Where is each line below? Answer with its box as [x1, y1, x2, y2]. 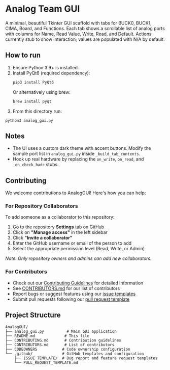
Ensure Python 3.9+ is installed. [12, 64, 79, 70]
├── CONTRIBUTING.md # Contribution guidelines [5, 337, 122, 343]
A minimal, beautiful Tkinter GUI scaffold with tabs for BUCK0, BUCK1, [5, 20, 152, 26]
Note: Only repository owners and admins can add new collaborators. [5, 255, 152, 261]
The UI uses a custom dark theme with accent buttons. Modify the [12, 145, 151, 151]
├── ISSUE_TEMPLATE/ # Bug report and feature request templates [14, 355, 158, 361]
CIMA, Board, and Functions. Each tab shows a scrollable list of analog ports [5, 25, 165, 31]
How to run [5, 51, 41, 60]
